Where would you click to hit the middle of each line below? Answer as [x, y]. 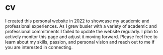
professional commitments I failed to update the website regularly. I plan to [81, 31]
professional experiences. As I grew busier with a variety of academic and [81, 26]
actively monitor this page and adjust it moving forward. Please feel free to [81, 37]
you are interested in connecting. [39, 47]
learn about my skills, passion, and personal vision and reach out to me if [80, 42]
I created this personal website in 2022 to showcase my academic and [78, 21]
